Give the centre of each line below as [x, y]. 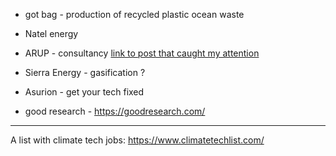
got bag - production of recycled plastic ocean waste [134, 14]
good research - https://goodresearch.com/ [115, 111]
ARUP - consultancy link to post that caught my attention [142, 53]
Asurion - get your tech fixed [84, 92]
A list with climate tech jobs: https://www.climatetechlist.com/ [137, 140]
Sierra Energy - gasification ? [85, 72]
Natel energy [51, 33]
